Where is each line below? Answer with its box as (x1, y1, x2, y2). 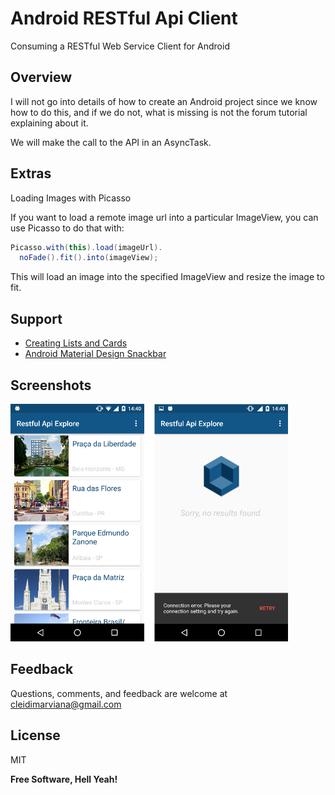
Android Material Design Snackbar (24, 348, 167, 360)
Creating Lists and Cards (24, 337, 128, 349)
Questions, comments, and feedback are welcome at (10, 687, 228, 699)
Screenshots (10, 377, 92, 394)
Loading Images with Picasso (10, 192, 132, 204)
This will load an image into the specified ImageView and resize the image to (10, 271, 325, 283)
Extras (10, 165, 52, 182)
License (10, 727, 61, 744)
